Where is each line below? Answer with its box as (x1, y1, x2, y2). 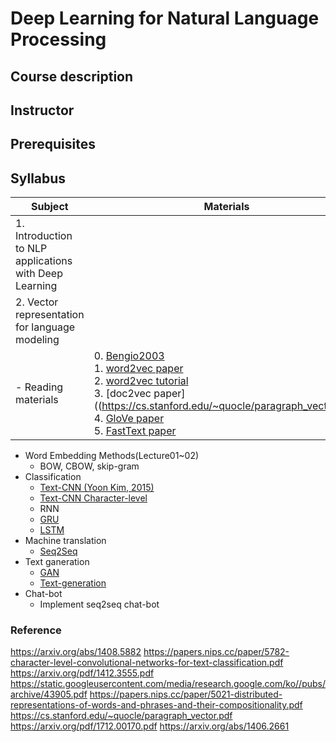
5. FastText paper (93, 424, 177, 438)
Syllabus (10, 170, 67, 187)
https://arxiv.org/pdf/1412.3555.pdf (10, 667, 155, 679)
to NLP (15, 242, 48, 256)
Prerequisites (10, 136, 96, 153)
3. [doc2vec (93, 387, 152, 401)
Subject (30, 200, 69, 214)
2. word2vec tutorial (93, 374, 189, 388)
